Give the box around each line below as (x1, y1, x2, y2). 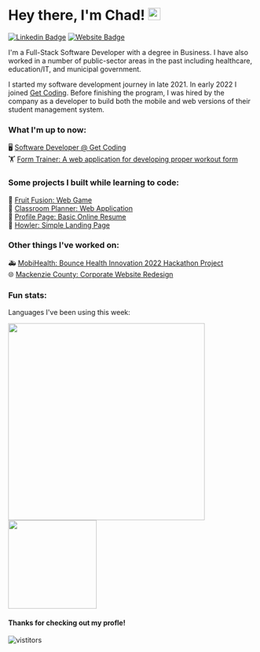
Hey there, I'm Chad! (8, 6, 145, 24)
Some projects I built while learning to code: (8, 177, 179, 188)
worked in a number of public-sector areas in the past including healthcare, (8, 56, 253, 65)
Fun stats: (8, 290, 47, 301)
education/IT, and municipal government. (8, 64, 141, 73)
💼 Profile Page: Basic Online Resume (8, 212, 127, 221)
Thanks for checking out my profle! (8, 617, 126, 628)
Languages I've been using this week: (8, 308, 131, 317)
